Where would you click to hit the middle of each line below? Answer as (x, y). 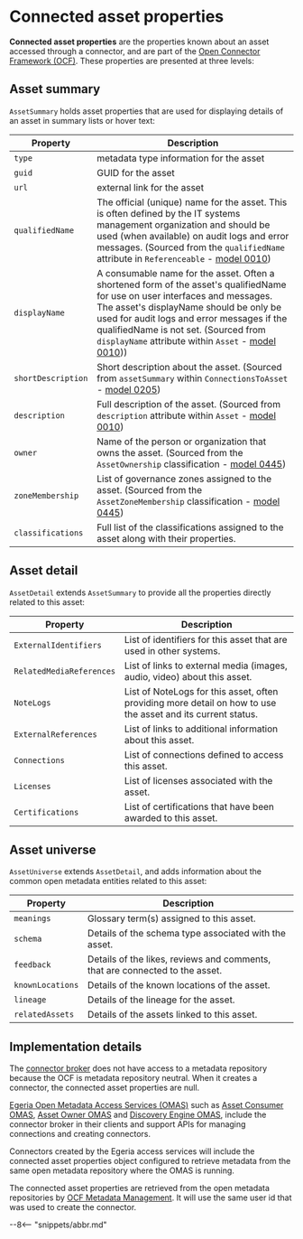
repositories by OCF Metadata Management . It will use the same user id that (151, 1197)
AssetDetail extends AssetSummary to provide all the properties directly (140, 592)
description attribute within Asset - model (186, 415)
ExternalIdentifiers (58, 645)
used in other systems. (173, 650)
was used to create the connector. (73, 1207)
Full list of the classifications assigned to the (190, 527)
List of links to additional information (202, 729)
